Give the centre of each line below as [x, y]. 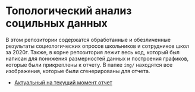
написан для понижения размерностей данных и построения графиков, [97, 58]
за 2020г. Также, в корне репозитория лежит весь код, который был [92, 52]
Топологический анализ [69, 11]
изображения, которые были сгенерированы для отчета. [78, 71]
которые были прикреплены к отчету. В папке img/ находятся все [89, 65]
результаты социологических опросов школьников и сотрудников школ [97, 46]
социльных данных [57, 23]
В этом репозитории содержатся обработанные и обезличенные [88, 40]
